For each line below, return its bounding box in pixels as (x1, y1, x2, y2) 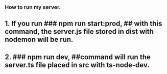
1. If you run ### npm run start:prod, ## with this (5, 19, 162, 28)
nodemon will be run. (5, 35, 74, 44)
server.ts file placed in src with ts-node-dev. (5, 60, 150, 69)
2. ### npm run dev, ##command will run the (5, 53, 151, 61)
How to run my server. (5, 4, 61, 11)
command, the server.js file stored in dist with (5, 27, 154, 36)
